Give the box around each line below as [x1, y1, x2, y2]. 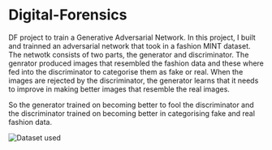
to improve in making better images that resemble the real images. [8, 84, 230, 94]
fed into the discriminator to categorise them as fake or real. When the [8, 66, 244, 76]
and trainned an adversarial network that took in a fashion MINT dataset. [8, 41, 251, 50]
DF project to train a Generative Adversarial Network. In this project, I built [8, 32, 256, 42]
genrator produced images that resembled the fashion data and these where [8, 58, 264, 68]
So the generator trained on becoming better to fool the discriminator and [8, 100, 254, 109]
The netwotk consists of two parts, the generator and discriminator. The [8, 49, 249, 59]
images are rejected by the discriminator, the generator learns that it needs [8, 75, 259, 85]
